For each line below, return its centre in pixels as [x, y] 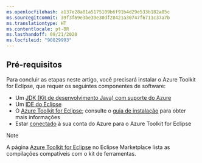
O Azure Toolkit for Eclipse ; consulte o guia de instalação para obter [100, 111]
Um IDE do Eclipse [38, 104]
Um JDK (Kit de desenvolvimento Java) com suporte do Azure [93, 97]
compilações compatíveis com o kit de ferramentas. [71, 153]
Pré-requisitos [34, 65]
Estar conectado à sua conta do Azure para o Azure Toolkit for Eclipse [103, 123]
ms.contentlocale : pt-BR [38, 29]
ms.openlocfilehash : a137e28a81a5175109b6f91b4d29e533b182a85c [88, 12]
